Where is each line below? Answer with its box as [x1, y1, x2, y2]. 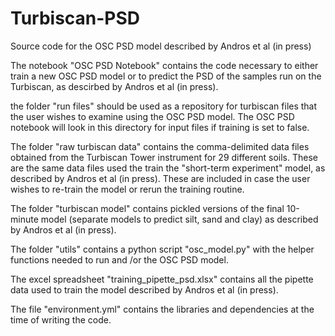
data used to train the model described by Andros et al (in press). [10, 283, 279, 296]
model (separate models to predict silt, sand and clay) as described [40, 213, 319, 225]
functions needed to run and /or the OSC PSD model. [10, 253, 229, 266]
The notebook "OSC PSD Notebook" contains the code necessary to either [10, 59, 319, 71]
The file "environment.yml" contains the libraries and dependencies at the [10, 303, 315, 315]
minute [10, 213, 39, 225]
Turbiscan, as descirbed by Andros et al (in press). [10, 80, 219, 92]
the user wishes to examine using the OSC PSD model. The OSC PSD [10, 110, 295, 122]
